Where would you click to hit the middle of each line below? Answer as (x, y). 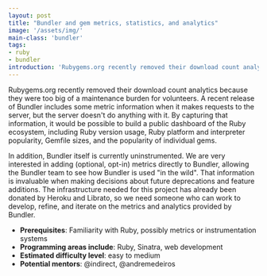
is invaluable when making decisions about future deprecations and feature (132, 181)
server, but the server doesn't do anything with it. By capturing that (118, 115)
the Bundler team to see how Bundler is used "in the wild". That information (132, 172)
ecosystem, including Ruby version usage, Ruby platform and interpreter (127, 132)
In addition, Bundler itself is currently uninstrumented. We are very (117, 155)
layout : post (30, 15)
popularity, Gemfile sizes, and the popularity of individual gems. (112, 140)
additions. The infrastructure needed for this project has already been (122, 189)
